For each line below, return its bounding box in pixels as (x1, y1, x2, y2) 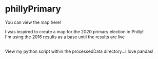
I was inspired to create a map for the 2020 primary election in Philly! (5, 29, 144, 34)
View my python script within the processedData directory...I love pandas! (5, 48, 154, 54)
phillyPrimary (5, 3, 61, 15)
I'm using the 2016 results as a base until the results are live (5, 34, 125, 40)
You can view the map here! (5, 19, 61, 25)
